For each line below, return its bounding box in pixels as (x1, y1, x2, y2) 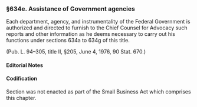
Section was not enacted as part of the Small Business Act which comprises (6, 88, 191, 95)
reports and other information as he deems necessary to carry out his (6, 31, 176, 38)
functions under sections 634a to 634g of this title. (6, 37, 130, 44)
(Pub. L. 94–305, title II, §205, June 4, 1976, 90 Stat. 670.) (6, 48, 146, 55)
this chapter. (6, 95, 37, 102)
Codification (6, 75, 37, 82)
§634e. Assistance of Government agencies (6, 5, 136, 13)
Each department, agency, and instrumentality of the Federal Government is (6, 18, 191, 25)
